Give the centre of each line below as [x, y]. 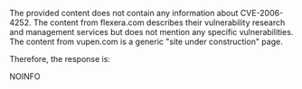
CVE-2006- [262, 13]
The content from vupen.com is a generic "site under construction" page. [146, 41]
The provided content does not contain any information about [124, 13]
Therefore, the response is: [60, 59]
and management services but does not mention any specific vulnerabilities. [151, 32]
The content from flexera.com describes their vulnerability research [159, 22]
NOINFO [25, 76]
